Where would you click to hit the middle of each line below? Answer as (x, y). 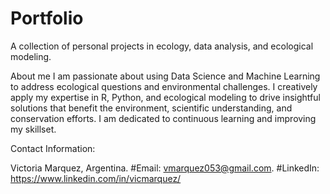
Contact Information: (53, 148)
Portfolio (47, 18)
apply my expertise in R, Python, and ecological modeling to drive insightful (165, 97)
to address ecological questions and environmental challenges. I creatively (164, 86)
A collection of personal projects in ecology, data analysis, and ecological (162, 46)
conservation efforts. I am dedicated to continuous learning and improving (163, 118)
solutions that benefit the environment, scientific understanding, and (151, 108)
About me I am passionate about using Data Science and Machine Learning (165, 76)
